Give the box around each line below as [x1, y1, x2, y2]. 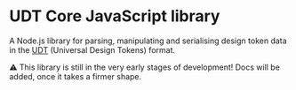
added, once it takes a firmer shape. [9, 71, 142, 81]
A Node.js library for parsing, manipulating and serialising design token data [9, 35, 287, 46]
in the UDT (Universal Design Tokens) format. [9, 44, 176, 55]
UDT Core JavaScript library [9, 6, 220, 26]
